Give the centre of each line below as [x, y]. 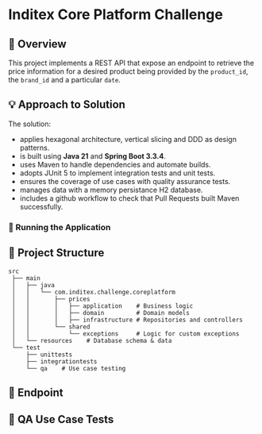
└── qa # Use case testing [76, 368]
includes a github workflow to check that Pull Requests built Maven [129, 198]
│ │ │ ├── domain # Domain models [101, 313]
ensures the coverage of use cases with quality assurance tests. [125, 181]
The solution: [30, 124]
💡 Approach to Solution [67, 105]
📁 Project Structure [56, 253]
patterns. [35, 148]
